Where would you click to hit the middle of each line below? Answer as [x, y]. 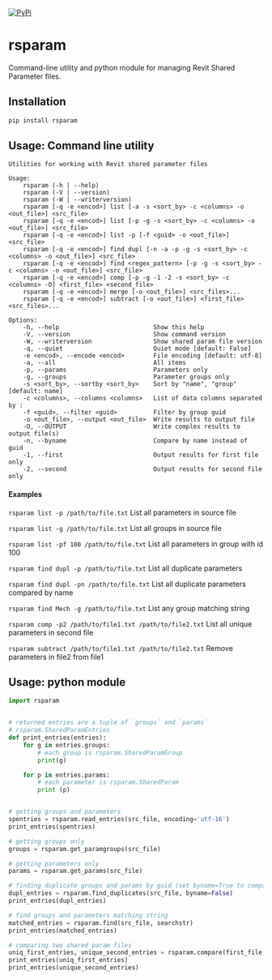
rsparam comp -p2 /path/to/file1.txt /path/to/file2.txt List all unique [130, 623]
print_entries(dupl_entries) [57, 901]
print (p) [54, 790]
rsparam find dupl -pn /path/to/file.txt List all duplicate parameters [127, 584]
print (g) [52, 760]
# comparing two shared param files [70, 945]
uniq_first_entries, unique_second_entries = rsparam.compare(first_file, [137, 952]
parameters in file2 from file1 [56, 657]
